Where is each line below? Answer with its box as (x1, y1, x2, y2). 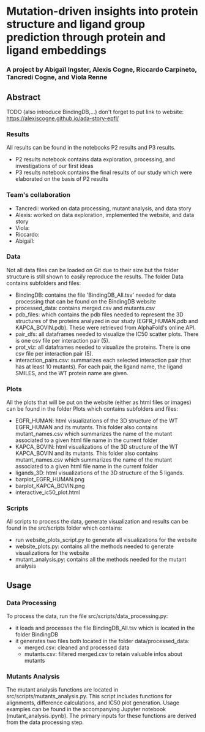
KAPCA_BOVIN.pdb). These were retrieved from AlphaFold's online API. (15, 324, 196, 331)
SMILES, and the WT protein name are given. (15, 369, 129, 376)
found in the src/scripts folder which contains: (6, 524, 122, 532)
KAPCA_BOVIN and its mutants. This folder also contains (15, 449, 158, 457)
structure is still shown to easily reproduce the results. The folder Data (6, 273, 184, 280)
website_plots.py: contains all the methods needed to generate (15, 543, 174, 550)
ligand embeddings (6, 44, 107, 58)
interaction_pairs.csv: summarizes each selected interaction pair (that (15, 356, 192, 364)
